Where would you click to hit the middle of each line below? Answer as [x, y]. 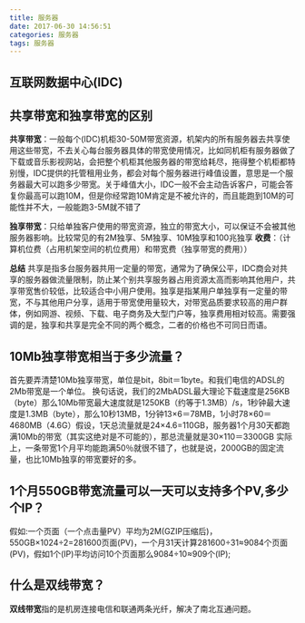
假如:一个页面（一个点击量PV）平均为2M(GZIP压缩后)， [113, 531]
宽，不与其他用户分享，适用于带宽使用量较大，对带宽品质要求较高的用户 [144, 302]
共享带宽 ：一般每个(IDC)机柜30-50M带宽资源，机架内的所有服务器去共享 [146, 139]
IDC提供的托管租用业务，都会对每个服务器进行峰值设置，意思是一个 [159, 173]
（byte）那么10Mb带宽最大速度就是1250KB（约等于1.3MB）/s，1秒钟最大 [146, 403]
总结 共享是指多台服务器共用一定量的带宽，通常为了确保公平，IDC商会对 [145, 268]
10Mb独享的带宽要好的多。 [91, 460]
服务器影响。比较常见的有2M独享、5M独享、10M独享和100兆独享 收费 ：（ [146, 238]
